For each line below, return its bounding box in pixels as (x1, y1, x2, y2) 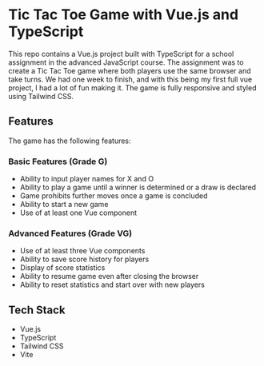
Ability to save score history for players (19, 254, 150, 265)
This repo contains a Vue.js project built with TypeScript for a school (8, 49, 234, 58)
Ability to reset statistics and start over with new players (19, 280, 206, 289)
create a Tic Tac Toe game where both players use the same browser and (8, 66, 251, 75)
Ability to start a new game (19, 200, 109, 209)
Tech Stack (8, 303, 66, 316)
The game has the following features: (8, 136, 131, 145)
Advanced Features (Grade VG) (8, 228, 133, 239)
